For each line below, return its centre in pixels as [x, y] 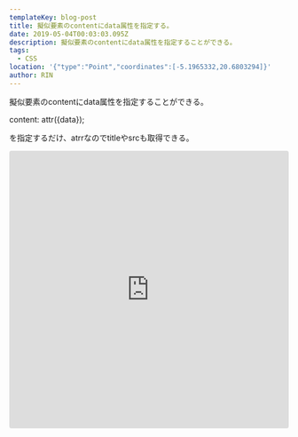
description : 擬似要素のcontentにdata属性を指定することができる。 [123, 42]
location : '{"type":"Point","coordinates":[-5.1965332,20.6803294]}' [141, 68]
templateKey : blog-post [53, 17]
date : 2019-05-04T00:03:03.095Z [69, 34]
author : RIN [31, 75]
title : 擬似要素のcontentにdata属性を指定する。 [91, 26]
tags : [19, 51]
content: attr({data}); [47, 119]
